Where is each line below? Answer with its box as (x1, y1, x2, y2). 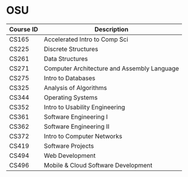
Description (94, 25, 129, 33)
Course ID (9, 25, 38, 33)
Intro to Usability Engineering (44, 103, 125, 111)
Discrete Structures (44, 45, 98, 53)
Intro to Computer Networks (44, 132, 122, 140)
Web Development (44, 151, 96, 160)
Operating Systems (44, 93, 98, 101)
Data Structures (44, 54, 88, 63)
